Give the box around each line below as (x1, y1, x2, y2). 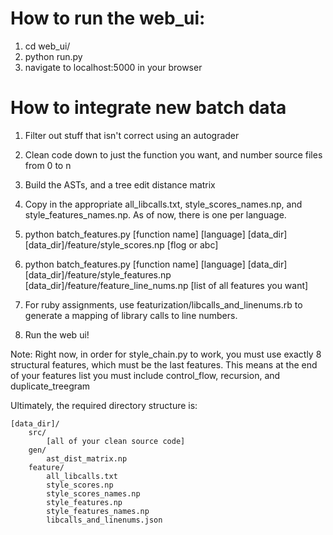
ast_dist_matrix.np (46, 453, 128, 464)
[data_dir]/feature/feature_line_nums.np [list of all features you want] (24, 279, 309, 291)
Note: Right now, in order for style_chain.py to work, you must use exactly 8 (10, 348, 322, 360)
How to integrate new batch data (10, 97, 287, 119)
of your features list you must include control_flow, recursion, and (10, 369, 281, 381)
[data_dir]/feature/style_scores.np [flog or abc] (24, 238, 219, 251)
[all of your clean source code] (46, 436, 186, 446)
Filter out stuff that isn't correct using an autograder (24, 129, 240, 141)
